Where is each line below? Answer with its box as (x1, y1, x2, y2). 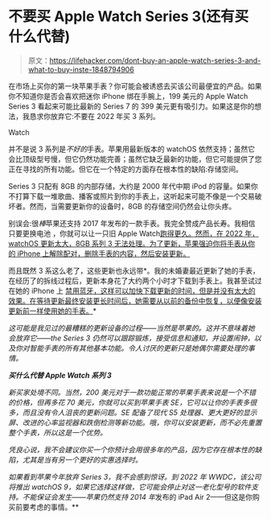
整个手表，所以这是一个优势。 (8, 427, 107, 437)
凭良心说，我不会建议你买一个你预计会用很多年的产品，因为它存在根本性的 (8, 444, 255, 455)
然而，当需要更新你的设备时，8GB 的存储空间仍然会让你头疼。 (29, 201, 236, 211)
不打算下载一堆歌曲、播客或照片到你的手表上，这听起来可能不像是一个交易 (8, 191, 255, 201)
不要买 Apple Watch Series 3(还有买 (8, 7, 249, 26)
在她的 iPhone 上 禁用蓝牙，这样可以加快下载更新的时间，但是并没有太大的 (8, 286, 256, 295)
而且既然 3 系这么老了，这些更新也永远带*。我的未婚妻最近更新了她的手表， (8, 266, 260, 275)
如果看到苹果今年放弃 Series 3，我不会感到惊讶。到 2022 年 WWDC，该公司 (8, 472, 261, 481)
